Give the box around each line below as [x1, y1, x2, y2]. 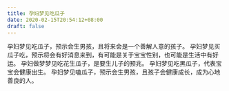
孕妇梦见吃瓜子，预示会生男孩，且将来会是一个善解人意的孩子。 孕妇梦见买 [7, 42, 221, 51]
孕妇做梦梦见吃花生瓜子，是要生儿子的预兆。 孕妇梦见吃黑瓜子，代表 [20, 60, 216, 68]
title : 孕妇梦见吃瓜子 [7, 10, 66, 17]
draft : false [7, 23, 45, 29]
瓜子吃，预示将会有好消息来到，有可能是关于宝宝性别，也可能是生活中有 [7, 51, 212, 59]
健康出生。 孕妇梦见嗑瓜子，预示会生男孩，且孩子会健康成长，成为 [19, 68, 208, 76]
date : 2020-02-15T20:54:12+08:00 [7, 16, 103, 23]
